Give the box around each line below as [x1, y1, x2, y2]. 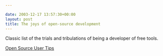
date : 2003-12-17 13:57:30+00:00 [5, 12, 76, 17]
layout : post [5, 16, 33, 22]
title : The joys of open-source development [5, 21, 101, 26]
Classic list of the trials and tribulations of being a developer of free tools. [5, 35, 158, 41]
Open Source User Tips [5, 45, 55, 51]
